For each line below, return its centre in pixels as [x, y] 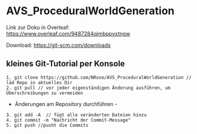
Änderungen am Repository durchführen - [66, 104]
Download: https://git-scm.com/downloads [59, 45]
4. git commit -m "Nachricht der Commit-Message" [69, 120]
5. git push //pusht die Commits [47, 125]
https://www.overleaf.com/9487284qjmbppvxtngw [68, 33]
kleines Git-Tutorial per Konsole [66, 64]
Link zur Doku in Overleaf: [38, 27]
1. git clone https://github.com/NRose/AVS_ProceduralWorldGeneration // [99, 77]
